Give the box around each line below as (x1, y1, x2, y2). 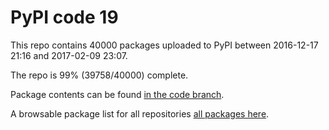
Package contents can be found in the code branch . (10, 88, 225, 100)
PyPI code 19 (10, 6, 119, 29)
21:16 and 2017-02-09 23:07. (10, 49, 128, 61)
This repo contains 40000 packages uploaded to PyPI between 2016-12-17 (10, 39, 319, 51)
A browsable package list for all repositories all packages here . (10, 107, 270, 120)
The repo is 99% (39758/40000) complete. (10, 69, 189, 81)
